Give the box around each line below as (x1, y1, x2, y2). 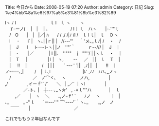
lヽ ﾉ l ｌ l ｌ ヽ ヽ (5, 20, 85, 25)
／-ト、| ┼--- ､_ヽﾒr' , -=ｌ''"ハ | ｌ (23, 87, 120, 93)
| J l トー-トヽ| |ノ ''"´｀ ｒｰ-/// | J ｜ (9, 44, 121, 50)
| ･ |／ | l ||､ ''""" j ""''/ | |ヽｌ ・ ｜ (9, 50, 123, 56)
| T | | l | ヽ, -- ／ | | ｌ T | (9, 57, 121, 62)
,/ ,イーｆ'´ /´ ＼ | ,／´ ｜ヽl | (5, 81, 106, 86)
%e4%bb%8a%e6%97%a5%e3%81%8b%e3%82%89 (5, 10, 116, 16)
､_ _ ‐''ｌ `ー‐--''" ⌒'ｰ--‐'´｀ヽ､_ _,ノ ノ (5, 99, 114, 105)
